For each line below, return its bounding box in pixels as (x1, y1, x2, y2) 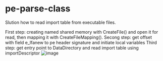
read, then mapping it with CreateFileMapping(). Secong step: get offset (5, 34, 152, 40)
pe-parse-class (5, 3, 71, 14)
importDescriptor (5, 50, 40, 56)
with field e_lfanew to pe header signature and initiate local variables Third (5, 39, 157, 45)
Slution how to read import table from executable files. (5, 19, 116, 25)
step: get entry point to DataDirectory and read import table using (5, 45, 139, 51)
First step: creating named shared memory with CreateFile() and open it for (5, 29, 159, 35)
